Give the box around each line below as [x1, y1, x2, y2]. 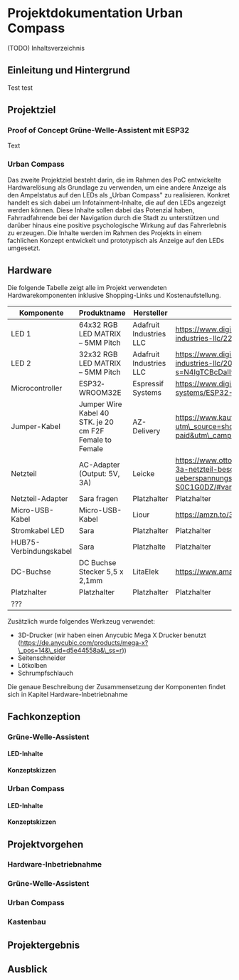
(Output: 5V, [78, 468, 120, 478]
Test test [7, 83, 33, 92]
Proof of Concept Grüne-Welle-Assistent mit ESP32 [7, 125, 190, 135]
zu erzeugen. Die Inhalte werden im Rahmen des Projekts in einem [7, 228, 202, 237]
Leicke [132, 468, 155, 478]
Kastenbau [7, 917, 46, 927]
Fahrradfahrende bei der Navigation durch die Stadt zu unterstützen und [7, 213, 220, 222]
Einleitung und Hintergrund [7, 64, 130, 76]
